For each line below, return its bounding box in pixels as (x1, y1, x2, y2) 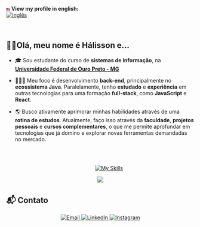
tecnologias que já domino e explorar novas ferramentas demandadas (14, 129, 187, 137)
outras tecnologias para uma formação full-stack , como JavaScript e (14, 89, 187, 96)
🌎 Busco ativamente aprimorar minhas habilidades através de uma (14, 108, 180, 115)
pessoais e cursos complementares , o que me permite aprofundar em (14, 123, 190, 130)
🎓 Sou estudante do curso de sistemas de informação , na (14, 56, 161, 63)
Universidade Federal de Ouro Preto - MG (14, 65, 119, 72)
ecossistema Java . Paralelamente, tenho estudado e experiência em (14, 83, 187, 90)
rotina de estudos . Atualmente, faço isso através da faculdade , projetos (14, 116, 194, 123)
